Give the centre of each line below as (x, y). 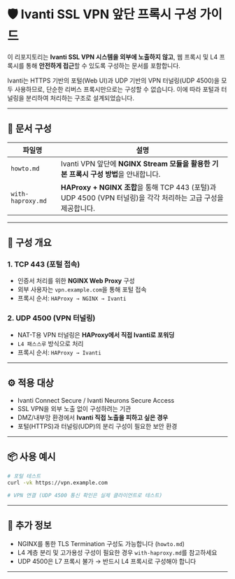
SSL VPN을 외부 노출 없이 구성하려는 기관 (74, 408)
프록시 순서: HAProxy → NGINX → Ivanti (72, 299)
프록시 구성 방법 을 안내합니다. (115, 174)
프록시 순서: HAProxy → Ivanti (59, 352)
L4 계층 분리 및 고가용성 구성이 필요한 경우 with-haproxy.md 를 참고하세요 (117, 552)
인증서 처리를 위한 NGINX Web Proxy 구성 (76, 281)
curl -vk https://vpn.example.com (58, 483)
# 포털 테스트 (24, 476)
